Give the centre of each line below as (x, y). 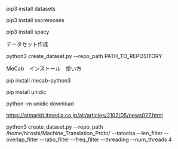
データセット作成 (27, 44)
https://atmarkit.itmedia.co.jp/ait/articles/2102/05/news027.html (85, 115)
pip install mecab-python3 (39, 80)
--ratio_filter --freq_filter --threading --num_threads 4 (106, 139)
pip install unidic (26, 92)
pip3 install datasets (31, 9)
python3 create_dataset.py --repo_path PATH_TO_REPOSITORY (84, 56)
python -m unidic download (40, 104)
